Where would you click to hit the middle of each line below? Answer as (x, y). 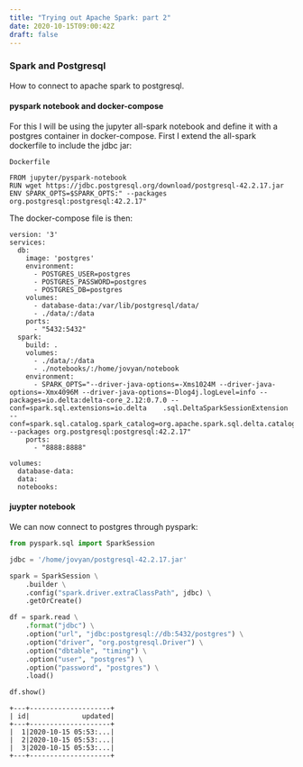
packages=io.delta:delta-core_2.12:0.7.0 (88, 400)
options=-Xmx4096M (44, 392)
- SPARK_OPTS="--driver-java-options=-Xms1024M (124, 384)
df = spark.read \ (44, 617)
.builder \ (46, 584)
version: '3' (34, 234)
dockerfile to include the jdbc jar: (71, 145)
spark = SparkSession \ (54, 576)
